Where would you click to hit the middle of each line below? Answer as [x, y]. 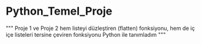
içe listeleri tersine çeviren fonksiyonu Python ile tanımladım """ [86, 34]
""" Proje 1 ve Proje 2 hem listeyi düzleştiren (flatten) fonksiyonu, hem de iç [100, 28]
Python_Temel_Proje [59, 11]
